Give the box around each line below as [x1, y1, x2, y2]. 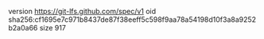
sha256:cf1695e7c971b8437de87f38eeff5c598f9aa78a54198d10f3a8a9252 [8, 15, 257, 24]
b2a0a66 [8, 23, 38, 32]
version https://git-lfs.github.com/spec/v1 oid [8, 7, 157, 16]
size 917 [39, 23, 66, 32]
